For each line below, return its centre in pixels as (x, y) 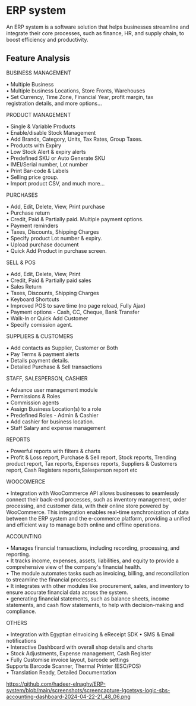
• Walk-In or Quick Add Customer (47, 318)
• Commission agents (33, 402)
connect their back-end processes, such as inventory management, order (97, 499)
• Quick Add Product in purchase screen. (56, 250)
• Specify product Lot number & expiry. (54, 238)
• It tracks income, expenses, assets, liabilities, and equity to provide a (93, 561)
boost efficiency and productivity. (47, 39)
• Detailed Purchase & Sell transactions (54, 367)
